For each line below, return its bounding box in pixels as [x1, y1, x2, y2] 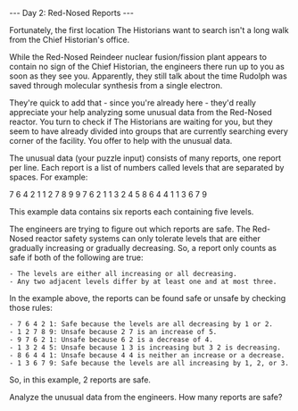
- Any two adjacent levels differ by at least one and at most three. [9, 277, 277, 286]
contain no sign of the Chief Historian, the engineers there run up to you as [9, 62, 286, 71]
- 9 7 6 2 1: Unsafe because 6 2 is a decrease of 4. [9, 335, 214, 344]
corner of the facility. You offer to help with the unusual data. [9, 136, 233, 146]
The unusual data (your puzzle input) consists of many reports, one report [9, 153, 282, 164]
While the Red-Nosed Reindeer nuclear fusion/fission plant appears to [9, 52, 268, 62]
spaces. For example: [9, 172, 88, 182]
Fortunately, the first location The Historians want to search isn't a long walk [9, 25, 289, 35]
